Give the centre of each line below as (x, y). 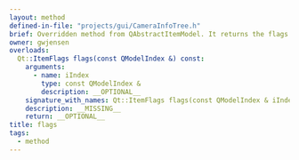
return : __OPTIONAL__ (65, 116)
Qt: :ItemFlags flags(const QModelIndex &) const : (111, 59)
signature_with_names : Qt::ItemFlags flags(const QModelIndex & (147, 100)
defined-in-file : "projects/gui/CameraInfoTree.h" (105, 26)
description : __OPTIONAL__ (91, 92)
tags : (19, 133)
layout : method (37, 17)
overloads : (29, 51)
